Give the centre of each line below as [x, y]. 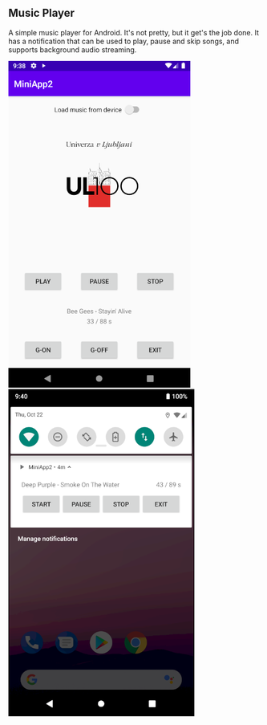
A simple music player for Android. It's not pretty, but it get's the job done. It [133, 32]
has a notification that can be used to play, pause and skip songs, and [123, 41]
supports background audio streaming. [73, 49]
